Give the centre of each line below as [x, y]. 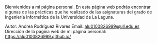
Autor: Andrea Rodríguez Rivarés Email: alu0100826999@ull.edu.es [72, 26]
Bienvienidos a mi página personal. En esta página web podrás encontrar [78, 7]
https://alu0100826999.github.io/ [38, 36]
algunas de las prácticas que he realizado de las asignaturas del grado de [78, 12]
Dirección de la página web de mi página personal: [56, 31]
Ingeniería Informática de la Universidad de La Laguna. [60, 17]
